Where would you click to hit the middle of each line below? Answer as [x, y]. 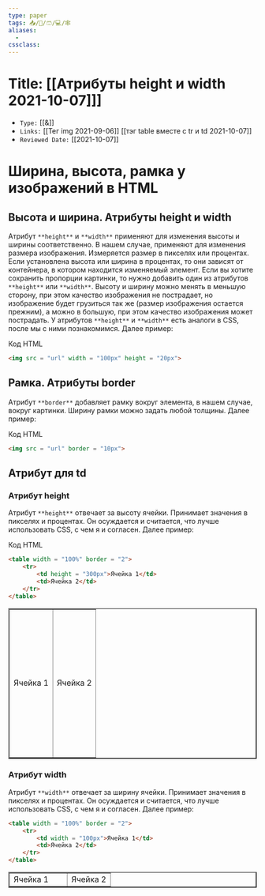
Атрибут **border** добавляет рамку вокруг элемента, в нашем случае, [131, 402]
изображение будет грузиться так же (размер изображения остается [126, 303]
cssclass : [24, 45]
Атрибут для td [47, 474]
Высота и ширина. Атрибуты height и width [120, 217]
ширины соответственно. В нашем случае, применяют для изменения [127, 245]
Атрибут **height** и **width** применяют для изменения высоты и [124, 236]
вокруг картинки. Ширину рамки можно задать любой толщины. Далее [129, 410]
